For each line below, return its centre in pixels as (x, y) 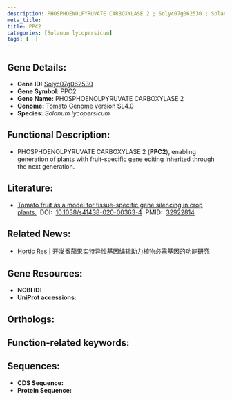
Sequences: (33, 366)
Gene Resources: (45, 273)
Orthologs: (31, 319)
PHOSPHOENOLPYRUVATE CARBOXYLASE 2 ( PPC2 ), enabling (107, 151)
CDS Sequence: (40, 383)
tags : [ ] (23, 39)
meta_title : (24, 20)
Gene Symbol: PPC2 (47, 91)
